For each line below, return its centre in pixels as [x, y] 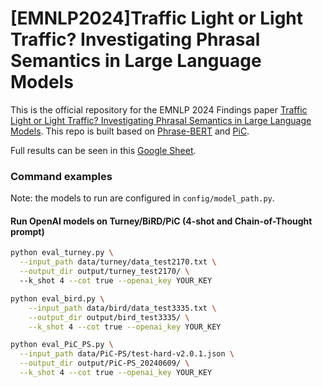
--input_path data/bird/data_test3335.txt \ [122, 308]
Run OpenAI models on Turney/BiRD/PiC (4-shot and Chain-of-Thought [161, 221]
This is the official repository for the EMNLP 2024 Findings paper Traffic [159, 109]
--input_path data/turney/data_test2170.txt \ [118, 262]
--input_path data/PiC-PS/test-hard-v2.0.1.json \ [127, 354]
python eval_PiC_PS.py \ [62, 345]
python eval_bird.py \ [57, 298]
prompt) [27, 231]
